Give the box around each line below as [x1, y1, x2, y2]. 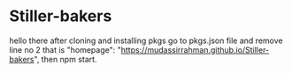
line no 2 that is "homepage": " [9, 44, 121, 55]
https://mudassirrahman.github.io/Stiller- [120, 44, 270, 55]
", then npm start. [34, 54, 97, 64]
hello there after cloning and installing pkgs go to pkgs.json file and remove [9, 35, 283, 46]
